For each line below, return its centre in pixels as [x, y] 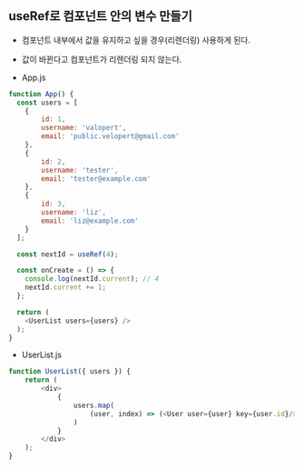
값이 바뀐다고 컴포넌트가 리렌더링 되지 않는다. [102, 59]
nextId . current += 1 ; [65, 288]
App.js [34, 77]
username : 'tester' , [80, 170]
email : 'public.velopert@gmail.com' [110, 136]
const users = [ [47, 103]
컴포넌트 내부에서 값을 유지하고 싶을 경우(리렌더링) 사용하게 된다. [136, 40]
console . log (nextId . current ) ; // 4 [92, 279]
